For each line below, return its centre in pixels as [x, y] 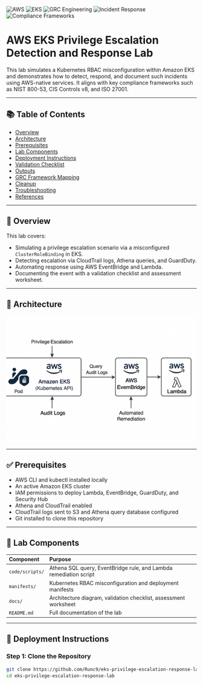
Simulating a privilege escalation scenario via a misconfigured [92, 247]
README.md [21, 613]
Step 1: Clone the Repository [49, 656]
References [29, 196]
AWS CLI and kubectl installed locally [61, 480]
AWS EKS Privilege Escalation [82, 40]
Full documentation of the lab [85, 613]
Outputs [25, 171]
